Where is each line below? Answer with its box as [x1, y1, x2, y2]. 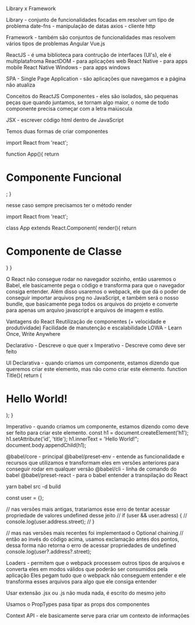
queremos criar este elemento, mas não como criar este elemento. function [6, 365, 187, 372]
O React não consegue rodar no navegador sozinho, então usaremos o [6, 275, 176, 283]
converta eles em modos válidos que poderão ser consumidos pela [6, 565, 168, 572]
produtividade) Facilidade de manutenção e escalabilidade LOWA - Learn [6, 324, 182, 331]
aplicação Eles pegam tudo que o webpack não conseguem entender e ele [6, 572, 186, 579]
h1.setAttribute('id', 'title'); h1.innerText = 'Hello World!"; [6, 435, 139, 442]
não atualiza [6, 81, 36, 88]
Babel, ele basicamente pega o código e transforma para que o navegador [6, 281, 185, 289]
